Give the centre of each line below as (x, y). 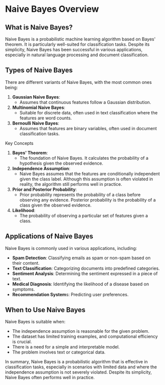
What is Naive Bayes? (39, 27)
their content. (26, 263)
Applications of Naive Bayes (49, 236)
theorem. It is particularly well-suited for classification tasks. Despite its (77, 44)
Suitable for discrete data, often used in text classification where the (89, 112)
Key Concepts (19, 143)
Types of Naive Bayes (39, 70)
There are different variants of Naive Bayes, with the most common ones (79, 82)
